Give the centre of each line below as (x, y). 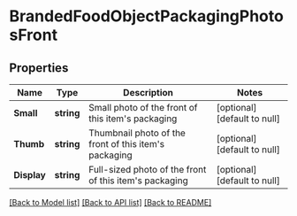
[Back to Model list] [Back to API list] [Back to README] (110, 202)
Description (148, 93)
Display (30, 175)
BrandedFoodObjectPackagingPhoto (147, 16)
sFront (34, 35)
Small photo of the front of (143, 108)
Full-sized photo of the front (147, 170)
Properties (39, 68)
